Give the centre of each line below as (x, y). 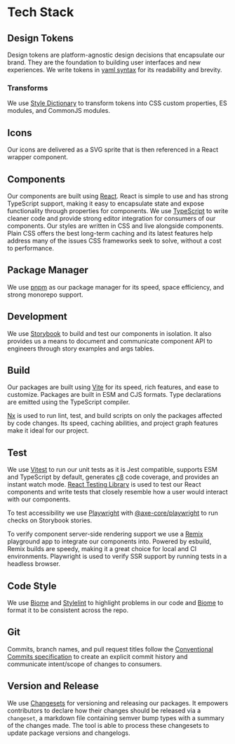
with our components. (39, 499)
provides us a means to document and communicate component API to (110, 341)
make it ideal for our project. (48, 431)
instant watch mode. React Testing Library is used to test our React (104, 485)
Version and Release (53, 686)
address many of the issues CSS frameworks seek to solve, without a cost (115, 241)
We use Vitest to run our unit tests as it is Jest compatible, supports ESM (112, 470)
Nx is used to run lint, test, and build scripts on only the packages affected (115, 416)
